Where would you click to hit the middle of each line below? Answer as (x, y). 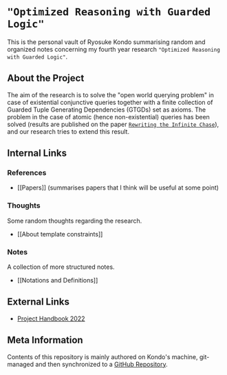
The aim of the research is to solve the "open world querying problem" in (111, 94)
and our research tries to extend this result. (68, 131)
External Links (39, 302)
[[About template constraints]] (60, 234)
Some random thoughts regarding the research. (75, 221)
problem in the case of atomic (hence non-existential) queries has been (108, 116)
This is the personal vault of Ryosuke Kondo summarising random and (106, 42)
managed (21, 364)
